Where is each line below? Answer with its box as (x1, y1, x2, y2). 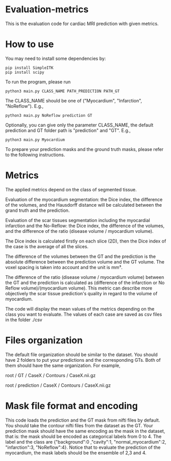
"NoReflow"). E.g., (5, 103, 44, 109)
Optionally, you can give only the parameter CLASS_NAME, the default (5, 122, 154, 128)
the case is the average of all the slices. (5, 243, 89, 249)
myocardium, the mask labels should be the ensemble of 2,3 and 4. (5, 449, 147, 456)
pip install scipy (5, 70, 44, 75)
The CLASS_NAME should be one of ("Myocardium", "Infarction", (5, 97, 142, 103)
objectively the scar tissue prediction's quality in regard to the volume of (5, 290, 158, 296)
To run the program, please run (5, 78, 71, 85)
